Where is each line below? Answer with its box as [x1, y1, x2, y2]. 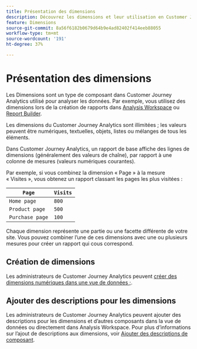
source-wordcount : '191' [6, 36, 67, 42]
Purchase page [9, 214, 49, 220]
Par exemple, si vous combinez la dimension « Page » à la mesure [6, 169, 165, 176]
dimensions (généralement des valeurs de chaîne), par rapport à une [6, 151, 172, 159]
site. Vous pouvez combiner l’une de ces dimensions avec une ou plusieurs [6, 233, 188, 241]
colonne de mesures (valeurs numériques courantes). [6, 157, 136, 165]
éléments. [6, 133, 30, 141]
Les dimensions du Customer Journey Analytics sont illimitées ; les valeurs [6, 121, 186, 128]
